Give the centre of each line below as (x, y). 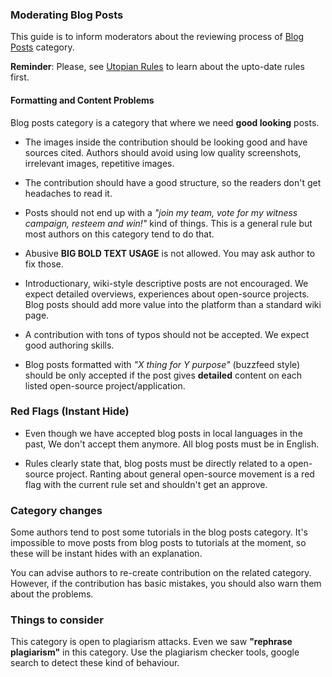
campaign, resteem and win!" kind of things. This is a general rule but (168, 223)
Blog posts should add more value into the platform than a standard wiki (173, 304)
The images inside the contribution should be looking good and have (166, 142)
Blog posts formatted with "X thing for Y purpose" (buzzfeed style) (162, 364)
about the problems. (52, 594)
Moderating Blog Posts (67, 15)
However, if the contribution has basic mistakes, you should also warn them (166, 584)
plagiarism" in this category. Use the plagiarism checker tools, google (155, 652)
